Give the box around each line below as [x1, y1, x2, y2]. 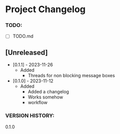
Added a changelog [27, 89, 70, 95]
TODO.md [12, 33, 34, 39]
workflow [27, 99, 48, 106]
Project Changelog [5, 4, 86, 15]
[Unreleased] [5, 48, 48, 57]
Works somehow [27, 94, 64, 100]
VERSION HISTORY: [5, 112, 55, 119]
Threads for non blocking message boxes [27, 73, 115, 79]
